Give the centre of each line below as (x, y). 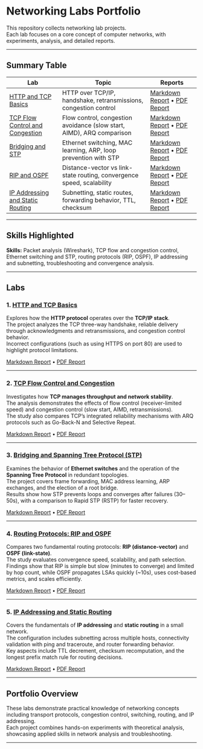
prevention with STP (91, 157)
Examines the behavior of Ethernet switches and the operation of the (93, 468)
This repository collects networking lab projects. (66, 28)
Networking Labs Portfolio (73, 11)
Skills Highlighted (40, 236)
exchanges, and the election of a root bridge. (62, 488)
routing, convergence (108, 175)
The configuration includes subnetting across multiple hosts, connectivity (98, 638)
